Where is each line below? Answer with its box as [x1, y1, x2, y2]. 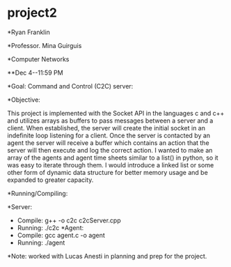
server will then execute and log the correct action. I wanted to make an [7, 146, 213, 154]
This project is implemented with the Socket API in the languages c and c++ [7, 109, 225, 117]
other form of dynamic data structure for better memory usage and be [7, 168, 209, 176]
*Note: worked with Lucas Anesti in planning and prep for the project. [7, 252, 207, 260]
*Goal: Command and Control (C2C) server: [7, 82, 134, 90]
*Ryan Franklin [7, 28, 50, 36]
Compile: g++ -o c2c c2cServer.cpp [17, 216, 121, 224]
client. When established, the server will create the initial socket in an [7, 123, 205, 132]
